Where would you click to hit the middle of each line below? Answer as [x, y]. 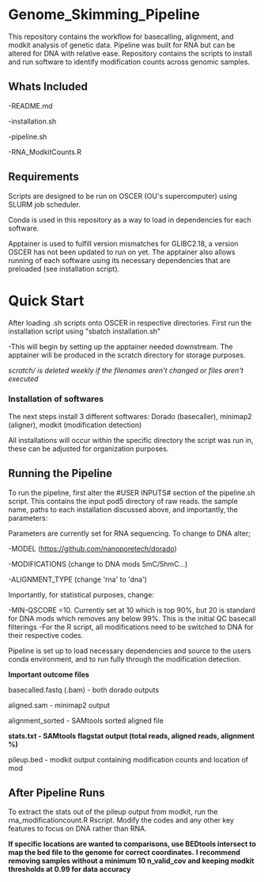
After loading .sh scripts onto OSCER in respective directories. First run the [130, 323]
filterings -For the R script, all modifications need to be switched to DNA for [131, 627]
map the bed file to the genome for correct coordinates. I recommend [124, 853]
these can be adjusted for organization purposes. [89, 449]
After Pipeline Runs [57, 793]
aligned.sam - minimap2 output [59, 705]
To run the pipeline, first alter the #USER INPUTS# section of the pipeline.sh [132, 492]
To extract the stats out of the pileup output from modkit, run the [113, 812]
